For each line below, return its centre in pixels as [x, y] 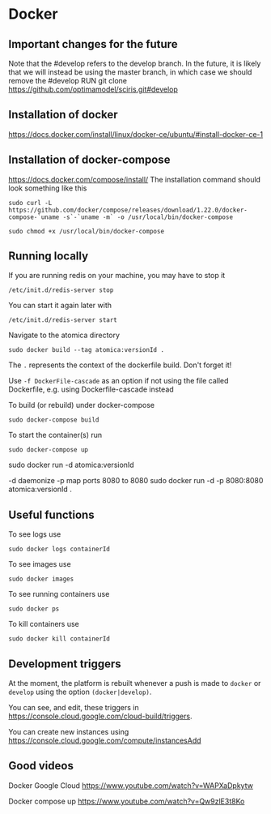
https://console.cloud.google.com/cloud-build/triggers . [100, 716]
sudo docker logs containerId [59, 549]
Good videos [41, 766]
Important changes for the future [93, 44]
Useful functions [51, 514]
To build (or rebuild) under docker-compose [82, 405]
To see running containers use [59, 594]
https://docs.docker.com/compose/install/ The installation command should [135, 179]
